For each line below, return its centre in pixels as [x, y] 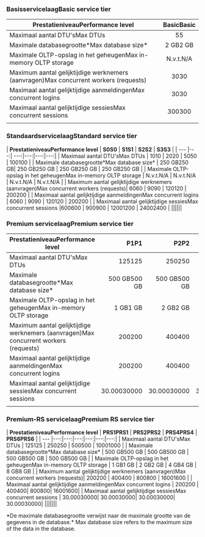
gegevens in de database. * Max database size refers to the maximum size [99, 522]
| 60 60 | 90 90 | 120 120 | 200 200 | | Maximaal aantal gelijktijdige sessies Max [102, 201]
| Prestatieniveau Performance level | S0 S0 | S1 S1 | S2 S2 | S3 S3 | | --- [96, 149]
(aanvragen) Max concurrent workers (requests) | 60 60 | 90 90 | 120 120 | [96, 188]
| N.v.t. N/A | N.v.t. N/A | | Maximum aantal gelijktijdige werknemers [89, 181]
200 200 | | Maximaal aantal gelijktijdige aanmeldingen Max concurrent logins [103, 195]
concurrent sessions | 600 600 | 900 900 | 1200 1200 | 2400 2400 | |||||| [94, 208]
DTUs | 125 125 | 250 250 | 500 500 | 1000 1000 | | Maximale [80, 445]
